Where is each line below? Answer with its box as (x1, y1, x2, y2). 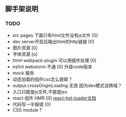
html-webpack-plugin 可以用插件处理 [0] (12, 57, 97, 63)
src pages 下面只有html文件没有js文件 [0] (12, 32, 98, 38)
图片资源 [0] (12, 45, 38, 51)
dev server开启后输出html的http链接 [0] (12, 38, 94, 44)
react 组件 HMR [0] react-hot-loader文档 (12, 95, 96, 101)
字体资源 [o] (12, 51, 38, 57)
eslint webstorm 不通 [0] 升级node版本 (12, 63, 93, 69)
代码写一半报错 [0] (12, 101, 51, 107)
